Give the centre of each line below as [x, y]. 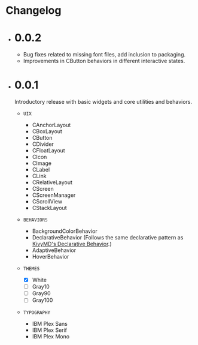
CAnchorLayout [51, 125]
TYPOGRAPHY [37, 313]
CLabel [41, 170]
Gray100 [42, 300]
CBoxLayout [47, 131]
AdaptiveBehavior [54, 250]
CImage [42, 163]
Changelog [33, 10]
